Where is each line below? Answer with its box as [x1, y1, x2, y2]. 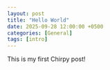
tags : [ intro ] [7, 36, 48, 43]
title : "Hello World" [7, 17, 70, 24]
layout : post [7, 10, 45, 17]
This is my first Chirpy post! [7, 55, 86, 63]
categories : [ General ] [7, 29, 73, 37]
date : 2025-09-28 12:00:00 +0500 [7, 23, 104, 30]
